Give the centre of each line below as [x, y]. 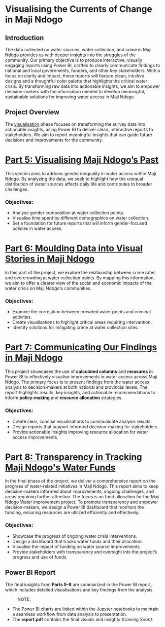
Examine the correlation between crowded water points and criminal [82, 312]
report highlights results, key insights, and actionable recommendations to [80, 393]
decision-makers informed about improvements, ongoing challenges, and [80, 491]
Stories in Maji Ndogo [50, 259]
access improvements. [35, 437]
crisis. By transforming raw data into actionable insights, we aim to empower [83, 86]
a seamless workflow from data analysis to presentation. [69, 614]
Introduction [25, 38]
